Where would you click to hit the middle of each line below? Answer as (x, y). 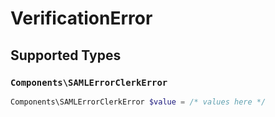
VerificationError (81, 18)
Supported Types (66, 55)
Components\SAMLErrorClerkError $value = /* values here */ (138, 102)
